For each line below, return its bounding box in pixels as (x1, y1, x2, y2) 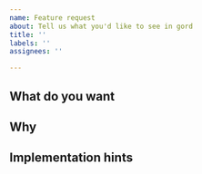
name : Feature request (9, 13, 96, 23)
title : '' (9, 30, 47, 39)
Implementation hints (9, 150, 134, 166)
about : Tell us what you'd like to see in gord (9, 22, 194, 31)
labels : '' (9, 38, 51, 48)
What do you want (9, 88, 116, 104)
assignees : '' (9, 47, 64, 56)
